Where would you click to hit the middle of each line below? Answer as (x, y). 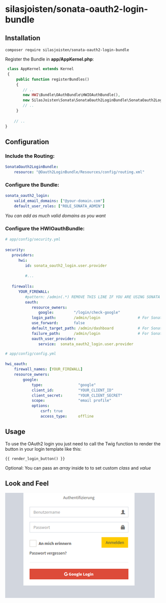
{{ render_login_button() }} (35, 459)
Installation (23, 38)
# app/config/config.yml (31, 354)
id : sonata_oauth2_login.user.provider (66, 266)
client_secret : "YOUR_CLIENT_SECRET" (77, 395)
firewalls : (23, 287)
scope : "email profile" (71, 401)
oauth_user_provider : (54, 339)
